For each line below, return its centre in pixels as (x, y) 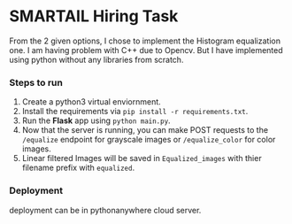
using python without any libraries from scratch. (96, 59)
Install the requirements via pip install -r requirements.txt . (135, 112)
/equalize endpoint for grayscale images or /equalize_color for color (149, 140)
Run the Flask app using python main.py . (96, 120)
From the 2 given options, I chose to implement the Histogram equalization (145, 41)
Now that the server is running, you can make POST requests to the (145, 130)
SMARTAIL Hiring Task (94, 16)
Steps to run (36, 82)
